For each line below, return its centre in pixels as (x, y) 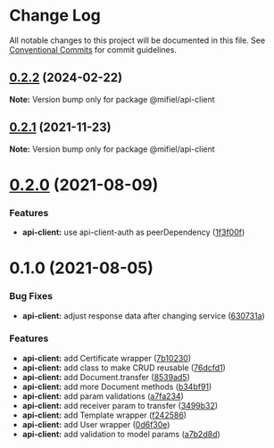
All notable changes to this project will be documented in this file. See (137, 40)
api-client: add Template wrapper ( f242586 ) (104, 415)
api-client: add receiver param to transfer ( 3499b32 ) (120, 405)
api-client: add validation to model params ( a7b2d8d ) (121, 434)
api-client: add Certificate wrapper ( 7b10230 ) (107, 358)
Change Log (55, 16)
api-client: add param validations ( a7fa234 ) (103, 396)
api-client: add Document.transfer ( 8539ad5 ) (106, 377)
